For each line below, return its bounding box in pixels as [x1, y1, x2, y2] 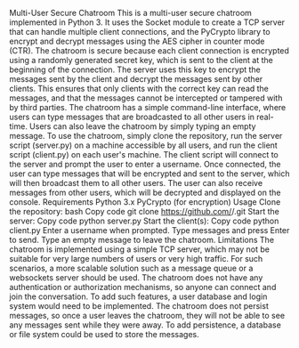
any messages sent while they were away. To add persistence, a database [9, 320, 282, 330]
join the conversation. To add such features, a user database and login [9, 291, 268, 302]
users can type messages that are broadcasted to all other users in [9, 111, 255, 122]
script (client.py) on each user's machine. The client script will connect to [9, 150, 279, 159]
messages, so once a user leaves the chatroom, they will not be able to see [9, 311, 286, 320]
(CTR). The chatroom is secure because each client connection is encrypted [9, 45, 289, 56]
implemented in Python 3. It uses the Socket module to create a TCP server [9, 17, 286, 28]
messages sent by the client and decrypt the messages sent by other [9, 74, 263, 84]
